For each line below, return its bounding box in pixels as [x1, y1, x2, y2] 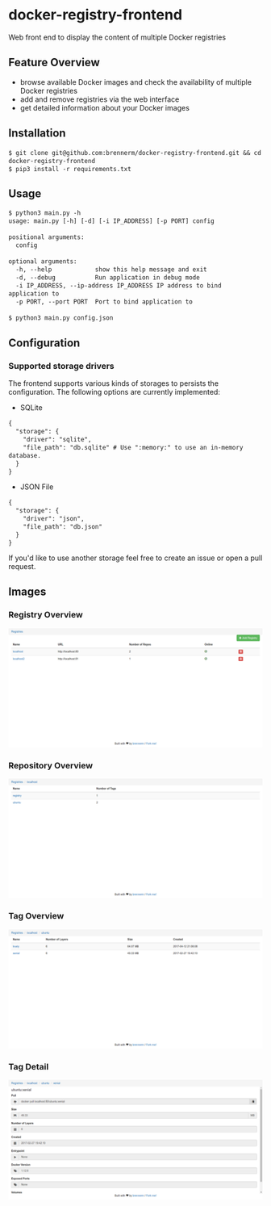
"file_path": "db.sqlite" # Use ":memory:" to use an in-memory [23, 444, 244, 452]
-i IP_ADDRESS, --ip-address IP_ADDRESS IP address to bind [15, 282, 222, 290]
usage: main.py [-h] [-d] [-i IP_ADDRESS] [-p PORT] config [8, 217, 215, 225]
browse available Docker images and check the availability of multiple [19, 77, 252, 86]
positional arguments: [8, 233, 85, 241]
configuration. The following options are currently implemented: [8, 387, 220, 397]
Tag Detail [8, 1062, 49, 1073]
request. [8, 562, 36, 572]
